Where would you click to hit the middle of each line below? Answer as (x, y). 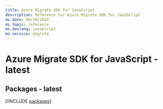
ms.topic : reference (27, 24)
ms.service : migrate (27, 34)
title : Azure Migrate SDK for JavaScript (50, 10)
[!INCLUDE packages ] (28, 101)
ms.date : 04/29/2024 (27, 19)
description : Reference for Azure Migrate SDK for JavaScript (73, 15)
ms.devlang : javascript (31, 29)
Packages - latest (34, 89)
